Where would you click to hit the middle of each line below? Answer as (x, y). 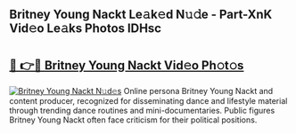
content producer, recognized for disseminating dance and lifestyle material (148, 101)
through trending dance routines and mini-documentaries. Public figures (142, 110)
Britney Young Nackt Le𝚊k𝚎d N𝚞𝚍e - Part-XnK (141, 15)
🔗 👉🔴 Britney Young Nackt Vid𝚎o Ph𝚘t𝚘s (127, 65)
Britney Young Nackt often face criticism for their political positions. (133, 120)
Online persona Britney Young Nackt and (198, 91)
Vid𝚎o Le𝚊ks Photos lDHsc (86, 29)
